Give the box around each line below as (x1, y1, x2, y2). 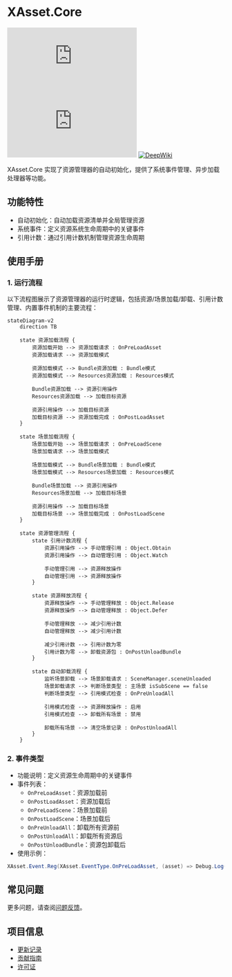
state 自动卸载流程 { (32, 668, 88, 676)
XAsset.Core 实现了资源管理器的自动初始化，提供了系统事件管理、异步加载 (7, 165, 220, 173)
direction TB (19, 324, 57, 331)
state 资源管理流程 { (19, 530, 76, 537)
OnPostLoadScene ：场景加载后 (27, 814, 110, 822)
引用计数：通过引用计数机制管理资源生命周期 (17, 233, 145, 241)
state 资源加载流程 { (19, 337, 76, 344)
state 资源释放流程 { (32, 592, 88, 599)
